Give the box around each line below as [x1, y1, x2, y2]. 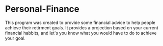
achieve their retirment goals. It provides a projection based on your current [5, 24, 159, 30]
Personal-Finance [5, 3, 80, 15]
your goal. [5, 35, 26, 41]
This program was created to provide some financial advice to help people [5, 20, 156, 25]
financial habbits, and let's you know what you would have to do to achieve [5, 30, 157, 36]
